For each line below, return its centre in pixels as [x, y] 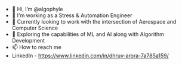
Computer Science [35, 28]
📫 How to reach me [36, 47]
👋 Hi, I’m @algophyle [37, 9]
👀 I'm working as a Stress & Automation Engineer [72, 15]
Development [28, 40]
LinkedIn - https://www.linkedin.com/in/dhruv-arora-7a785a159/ [90, 56]
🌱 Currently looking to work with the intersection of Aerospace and [94, 22]
